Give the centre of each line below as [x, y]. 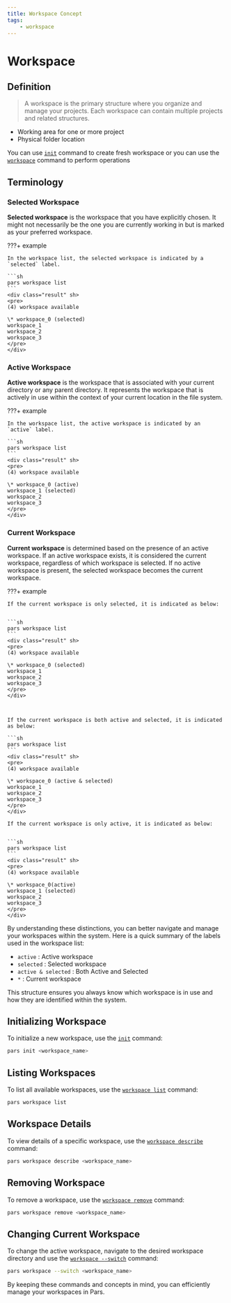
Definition [29, 87]
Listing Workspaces [51, 1072]
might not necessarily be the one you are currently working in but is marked [116, 225]
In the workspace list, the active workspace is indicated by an [104, 424]
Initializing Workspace [57, 1022]
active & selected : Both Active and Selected [82, 971]
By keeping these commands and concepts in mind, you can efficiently [109, 1285]
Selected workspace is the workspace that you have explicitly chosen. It [112, 218]
